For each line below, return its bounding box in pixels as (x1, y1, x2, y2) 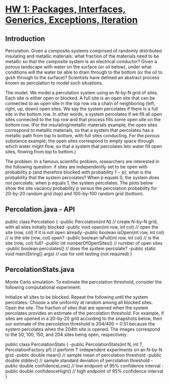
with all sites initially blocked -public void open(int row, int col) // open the (5, 224, 158, 230)
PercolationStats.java (5, 265, 75, 274)
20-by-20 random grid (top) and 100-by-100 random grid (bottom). (5, 191, 144, 196)
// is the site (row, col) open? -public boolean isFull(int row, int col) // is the (5, 235, 159, 241)
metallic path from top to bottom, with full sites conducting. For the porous (5, 133, 160, 138)
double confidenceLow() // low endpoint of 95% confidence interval (19, 362, 160, 369)
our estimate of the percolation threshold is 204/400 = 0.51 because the (5, 320, 155, 326)
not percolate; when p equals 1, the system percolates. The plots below (5, 180, 153, 186)
